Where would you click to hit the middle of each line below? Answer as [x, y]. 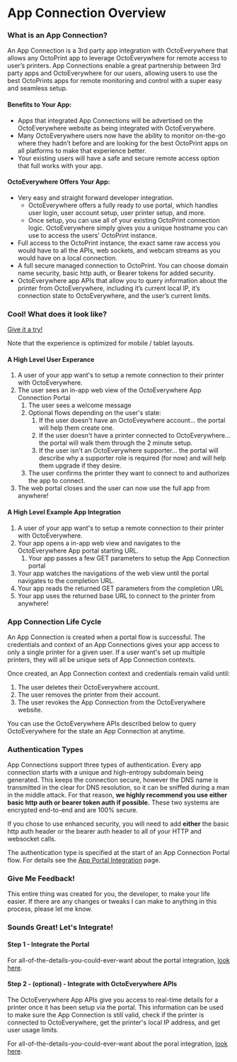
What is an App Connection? [57, 35]
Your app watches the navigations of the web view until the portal [113, 573]
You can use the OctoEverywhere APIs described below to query [102, 723]
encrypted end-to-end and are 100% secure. [73, 810]
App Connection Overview [87, 13]
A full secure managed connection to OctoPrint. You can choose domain [123, 265]
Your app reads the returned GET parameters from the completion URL [121, 588]
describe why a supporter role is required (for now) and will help [132, 458]
